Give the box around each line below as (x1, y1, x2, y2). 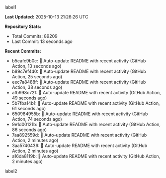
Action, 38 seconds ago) (11, 84, 63, 90)
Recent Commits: (4, 48, 41, 54)
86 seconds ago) (11, 127, 47, 133)
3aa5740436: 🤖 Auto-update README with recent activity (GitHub (11, 143, 148, 149)
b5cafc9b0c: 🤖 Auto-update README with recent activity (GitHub (11, 58, 146, 64)
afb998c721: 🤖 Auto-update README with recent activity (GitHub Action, (11, 90, 161, 95)
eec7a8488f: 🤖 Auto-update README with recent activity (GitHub (11, 79, 146, 85)
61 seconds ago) (11, 106, 46, 111)
